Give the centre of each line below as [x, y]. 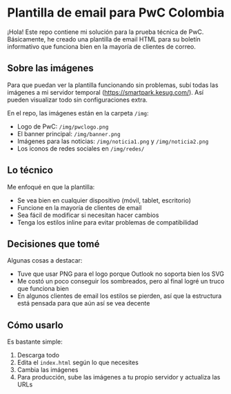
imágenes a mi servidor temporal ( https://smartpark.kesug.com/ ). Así [106, 92]
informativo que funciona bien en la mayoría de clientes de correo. [102, 46]
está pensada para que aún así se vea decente [83, 303]
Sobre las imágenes [51, 68]
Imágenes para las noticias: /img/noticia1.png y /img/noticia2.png [113, 141]
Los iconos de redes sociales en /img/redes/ [81, 148]
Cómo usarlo [35, 325]
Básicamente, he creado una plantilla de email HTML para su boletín [104, 39]
